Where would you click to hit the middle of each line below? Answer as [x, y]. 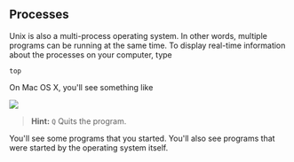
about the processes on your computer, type [91, 54]
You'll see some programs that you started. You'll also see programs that [142, 138]
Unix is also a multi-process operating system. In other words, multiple [139, 35]
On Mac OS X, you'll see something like [81, 87]
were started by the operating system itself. [89, 147]
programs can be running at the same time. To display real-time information [147, 45]
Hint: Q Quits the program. [79, 121]
